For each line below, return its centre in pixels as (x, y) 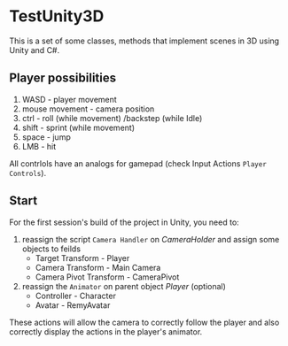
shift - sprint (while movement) (78, 127)
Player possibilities (63, 78)
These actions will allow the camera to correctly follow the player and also (144, 322)
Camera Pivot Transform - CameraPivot (107, 277)
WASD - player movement (69, 99)
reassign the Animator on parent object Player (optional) (124, 286)
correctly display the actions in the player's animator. (106, 331)
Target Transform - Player (82, 258)
